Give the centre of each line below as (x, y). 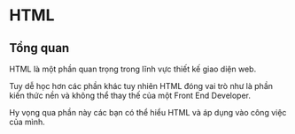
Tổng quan (39, 48)
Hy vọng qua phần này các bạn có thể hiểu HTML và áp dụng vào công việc (148, 112)
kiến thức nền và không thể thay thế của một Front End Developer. (130, 95)
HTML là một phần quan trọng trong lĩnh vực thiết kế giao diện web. (133, 69)
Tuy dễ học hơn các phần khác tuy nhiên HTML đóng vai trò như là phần (141, 86)
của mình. (27, 122)
